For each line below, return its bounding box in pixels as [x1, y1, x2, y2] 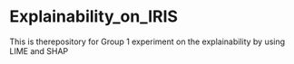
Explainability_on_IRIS [9, 6, 179, 27]
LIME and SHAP [9, 45, 69, 56]
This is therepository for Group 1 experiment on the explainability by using [9, 36, 286, 47]
